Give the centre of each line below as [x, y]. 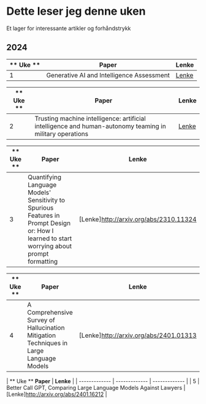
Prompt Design [49, 223]
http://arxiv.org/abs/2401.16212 [65, 394]
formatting [43, 261]
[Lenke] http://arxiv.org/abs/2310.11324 [138, 219]
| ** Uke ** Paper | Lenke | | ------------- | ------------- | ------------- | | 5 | [103, 381]
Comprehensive [50, 312]
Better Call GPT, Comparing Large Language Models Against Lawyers [94, 387]
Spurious [40, 208]
